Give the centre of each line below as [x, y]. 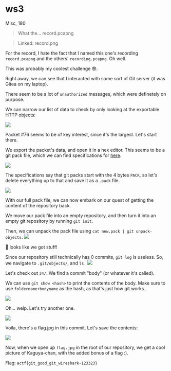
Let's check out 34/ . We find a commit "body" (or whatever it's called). [80, 273]
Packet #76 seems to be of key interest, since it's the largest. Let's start [81, 134]
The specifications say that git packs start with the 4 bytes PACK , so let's [81, 175]
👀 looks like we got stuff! [31, 247]
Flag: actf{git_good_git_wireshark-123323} [51, 363]
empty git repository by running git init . [49, 221]
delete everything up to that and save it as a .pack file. [63, 180]
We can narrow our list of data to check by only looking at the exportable [82, 109]
